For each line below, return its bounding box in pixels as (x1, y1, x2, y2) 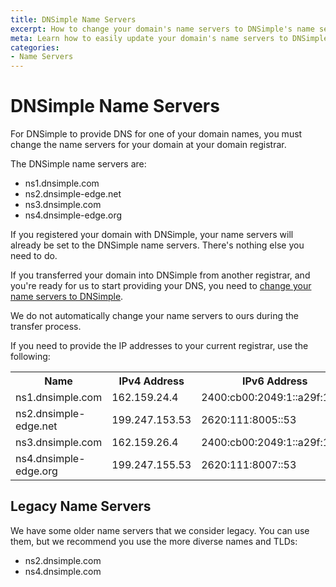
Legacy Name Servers (10, 498, 152, 515)
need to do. (10, 250, 58, 262)
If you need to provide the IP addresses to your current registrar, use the (10, 340, 309, 352)
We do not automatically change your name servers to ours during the (10, 310, 299, 322)
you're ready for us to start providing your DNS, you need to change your (10, 280, 312, 292)
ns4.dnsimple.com (24, 565, 102, 577)
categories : (10, 42, 60, 53)
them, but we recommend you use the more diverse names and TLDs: (10, 535, 298, 547)
